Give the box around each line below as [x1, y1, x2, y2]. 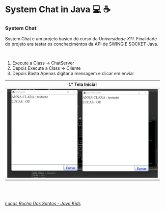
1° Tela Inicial [68, 81, 97, 87]
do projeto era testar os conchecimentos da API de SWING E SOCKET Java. [5, 41, 159, 47]
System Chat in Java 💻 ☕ [5, 4, 111, 15]
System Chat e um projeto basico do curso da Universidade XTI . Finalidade [5, 36, 157, 42]
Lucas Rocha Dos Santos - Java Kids [5, 201, 81, 207]
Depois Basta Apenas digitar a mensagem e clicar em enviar [12, 71, 134, 77]
